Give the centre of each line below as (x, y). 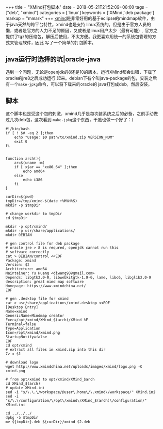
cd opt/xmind (19, 345)
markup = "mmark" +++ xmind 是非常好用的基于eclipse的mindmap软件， (78, 18)
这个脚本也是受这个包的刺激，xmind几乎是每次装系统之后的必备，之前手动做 (82, 114)
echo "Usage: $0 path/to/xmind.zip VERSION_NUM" (64, 137)
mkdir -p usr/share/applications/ (41, 231)
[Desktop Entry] (22, 307)
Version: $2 (17, 264)
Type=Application (23, 328)
